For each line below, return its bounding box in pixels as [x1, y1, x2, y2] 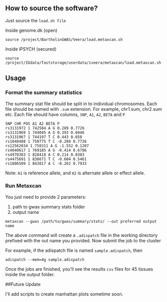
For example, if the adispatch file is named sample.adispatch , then [5, 247, 143, 253]
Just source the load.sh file [5, 17, 67, 23]
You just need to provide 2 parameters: [5, 194, 87, 200]
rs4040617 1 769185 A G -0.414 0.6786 [5, 148, 87, 153]
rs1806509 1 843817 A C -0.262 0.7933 [5, 161, 87, 166]
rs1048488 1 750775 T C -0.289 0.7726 [5, 139, 87, 144]
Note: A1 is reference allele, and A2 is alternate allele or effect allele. [5, 169, 145, 176]
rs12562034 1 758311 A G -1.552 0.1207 [5, 143, 89, 148]
